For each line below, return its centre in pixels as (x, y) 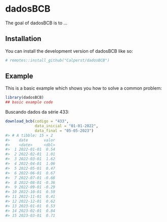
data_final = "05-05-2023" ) (64, 131)
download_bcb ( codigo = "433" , (37, 121)
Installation (23, 39)
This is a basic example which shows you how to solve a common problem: (83, 88)
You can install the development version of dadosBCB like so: (69, 51)
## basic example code (29, 102)
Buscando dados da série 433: (37, 112)
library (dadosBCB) (25, 98)
